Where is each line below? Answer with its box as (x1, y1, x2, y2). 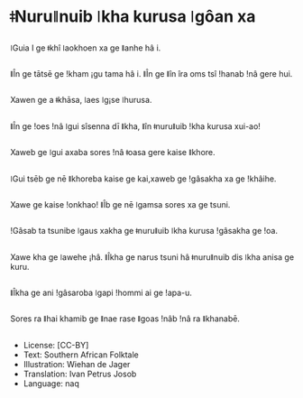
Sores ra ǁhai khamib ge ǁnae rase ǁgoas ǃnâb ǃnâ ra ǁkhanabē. (10, 313, 240, 324)
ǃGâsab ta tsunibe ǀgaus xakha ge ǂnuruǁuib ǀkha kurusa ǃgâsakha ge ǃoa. (10, 226, 279, 236)
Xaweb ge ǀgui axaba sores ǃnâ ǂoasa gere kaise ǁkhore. (10, 147, 216, 158)
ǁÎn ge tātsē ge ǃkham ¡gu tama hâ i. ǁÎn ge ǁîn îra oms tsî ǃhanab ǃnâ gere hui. (10, 68, 293, 79)
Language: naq (23, 377, 79, 389)
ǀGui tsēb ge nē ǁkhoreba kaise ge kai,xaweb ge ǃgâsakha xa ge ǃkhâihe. (10, 173, 277, 184)
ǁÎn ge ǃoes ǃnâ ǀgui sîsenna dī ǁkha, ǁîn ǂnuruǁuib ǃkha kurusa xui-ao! (10, 120, 261, 132)
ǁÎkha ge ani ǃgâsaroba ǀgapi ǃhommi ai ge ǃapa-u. (10, 287, 193, 299)
